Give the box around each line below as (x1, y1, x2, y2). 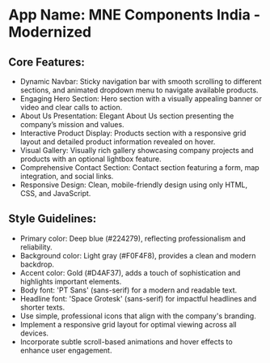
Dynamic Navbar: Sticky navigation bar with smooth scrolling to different (19, 77, 262, 86)
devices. (19, 328, 49, 338)
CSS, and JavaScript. (19, 189, 91, 198)
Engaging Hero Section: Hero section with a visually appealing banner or (19, 94, 263, 103)
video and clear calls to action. (19, 103, 123, 112)
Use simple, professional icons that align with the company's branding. (19, 310, 256, 321)
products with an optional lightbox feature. (19, 154, 162, 164)
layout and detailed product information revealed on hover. (19, 137, 216, 147)
